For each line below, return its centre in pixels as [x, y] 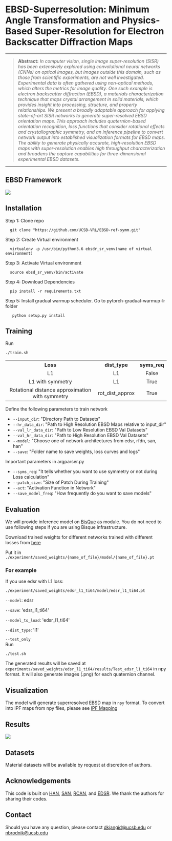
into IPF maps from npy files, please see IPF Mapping [61, 708]
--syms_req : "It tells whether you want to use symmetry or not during [85, 471]
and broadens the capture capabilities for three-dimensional [82, 153]
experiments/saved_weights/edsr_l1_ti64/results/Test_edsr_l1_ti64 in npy [86, 669]
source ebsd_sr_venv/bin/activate [47, 272]
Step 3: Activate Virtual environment [44, 263]
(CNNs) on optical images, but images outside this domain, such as [89, 72]
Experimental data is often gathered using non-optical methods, [85, 83]
